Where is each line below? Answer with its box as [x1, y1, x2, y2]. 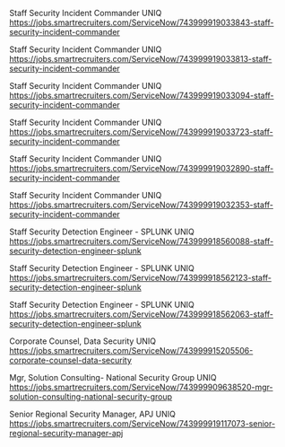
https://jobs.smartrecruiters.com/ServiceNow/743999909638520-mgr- [9, 381, 273, 392]
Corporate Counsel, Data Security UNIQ [9, 336, 157, 346]
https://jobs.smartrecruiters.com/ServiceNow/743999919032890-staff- [9, 163, 274, 173]
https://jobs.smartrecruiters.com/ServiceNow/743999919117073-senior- [9, 418, 276, 429]
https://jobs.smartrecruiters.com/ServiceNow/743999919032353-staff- [9, 199, 273, 210]
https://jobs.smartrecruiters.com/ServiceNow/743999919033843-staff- [9, 17, 274, 28]
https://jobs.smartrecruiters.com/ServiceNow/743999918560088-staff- [9, 236, 274, 246]
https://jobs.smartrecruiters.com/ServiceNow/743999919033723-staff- [9, 127, 273, 137]
